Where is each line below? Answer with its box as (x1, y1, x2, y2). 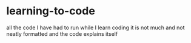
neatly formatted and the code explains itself (6, 30, 118, 37)
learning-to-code (6, 4, 95, 18)
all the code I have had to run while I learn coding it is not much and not (6, 24, 185, 31)
